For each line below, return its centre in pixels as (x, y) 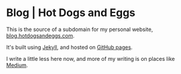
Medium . (17, 65)
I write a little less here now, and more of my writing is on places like (91, 58)
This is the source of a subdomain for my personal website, (80, 29)
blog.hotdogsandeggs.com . (41, 35)
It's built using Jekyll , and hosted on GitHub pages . (69, 47)
